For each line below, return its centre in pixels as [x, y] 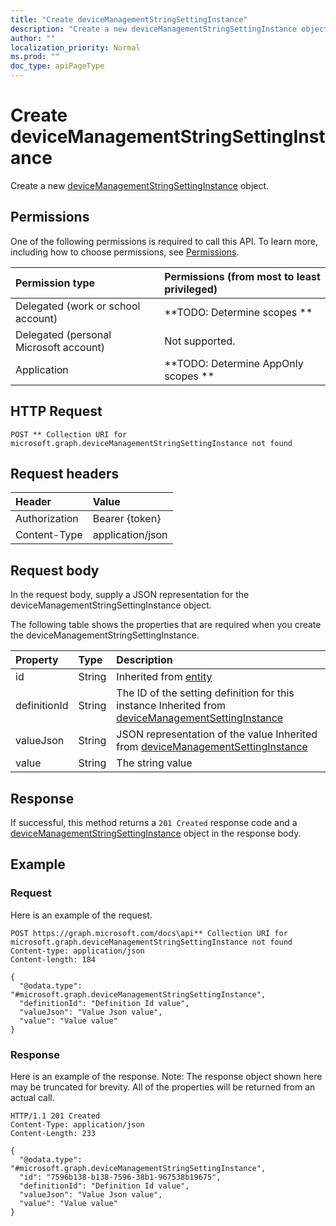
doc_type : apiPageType [57, 66]
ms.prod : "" [35, 57]
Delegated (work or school [78, 306]
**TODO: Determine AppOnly [234, 363]
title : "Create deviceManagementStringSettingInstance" [129, 19]
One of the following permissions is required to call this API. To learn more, [164, 241]
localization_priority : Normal [75, 47]
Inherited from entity [164, 677]
